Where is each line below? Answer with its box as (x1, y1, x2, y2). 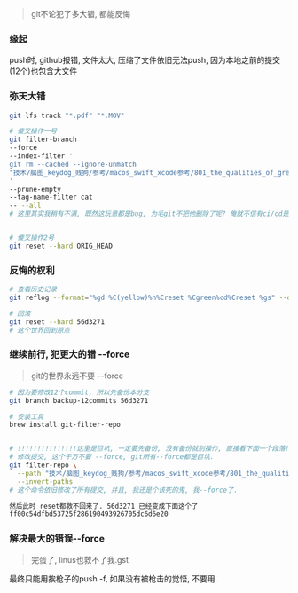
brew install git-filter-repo (9, 421, 122, 430)
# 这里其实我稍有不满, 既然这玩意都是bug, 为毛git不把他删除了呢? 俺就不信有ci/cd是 (9, 210, 290, 218)
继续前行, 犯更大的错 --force (9, 348, 130, 360)
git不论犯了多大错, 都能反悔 (30, 9, 131, 19)
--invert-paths (17, 477, 74, 486)
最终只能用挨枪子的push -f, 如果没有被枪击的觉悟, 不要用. (9, 573, 218, 584)
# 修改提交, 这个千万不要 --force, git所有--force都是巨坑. (9, 453, 215, 462)
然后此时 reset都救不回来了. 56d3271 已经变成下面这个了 (9, 502, 199, 510)
